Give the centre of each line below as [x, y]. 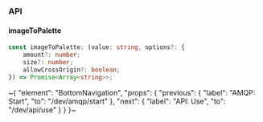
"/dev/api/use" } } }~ [42, 109]
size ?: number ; [48, 62]
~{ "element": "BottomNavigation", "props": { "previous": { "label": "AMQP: [132, 92]
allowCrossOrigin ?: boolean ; [72, 70]
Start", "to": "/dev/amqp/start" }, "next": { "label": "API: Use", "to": [117, 101]
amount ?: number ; [52, 55]
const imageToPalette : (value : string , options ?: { [97, 47]
